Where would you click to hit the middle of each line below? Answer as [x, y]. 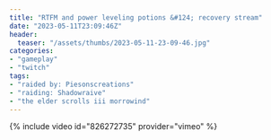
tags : [19, 76]
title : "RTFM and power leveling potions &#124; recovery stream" [136, 17]
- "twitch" [30, 68]
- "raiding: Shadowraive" [57, 92]
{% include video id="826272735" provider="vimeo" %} [114, 127]
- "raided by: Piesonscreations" [72, 84]
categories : [31, 51]
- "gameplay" [34, 59]
